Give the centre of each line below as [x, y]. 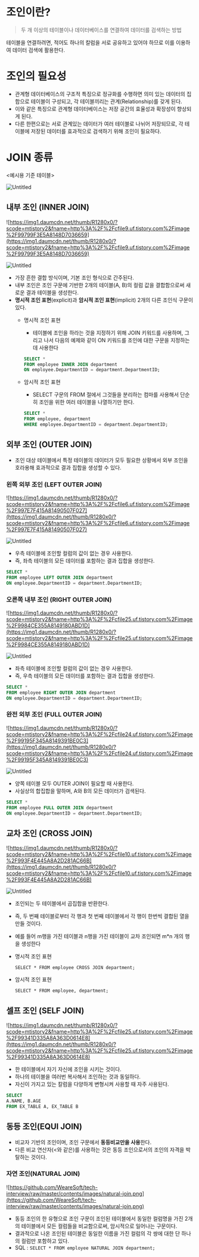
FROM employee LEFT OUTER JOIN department [60, 578]
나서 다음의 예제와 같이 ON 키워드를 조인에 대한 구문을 [107, 340]
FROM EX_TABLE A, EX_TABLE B [42, 1106]
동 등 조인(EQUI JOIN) [44, 1127]
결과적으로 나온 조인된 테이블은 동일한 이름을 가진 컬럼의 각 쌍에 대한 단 [97, 1233]
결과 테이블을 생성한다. [52, 292]
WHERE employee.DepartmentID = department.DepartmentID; [96, 424]
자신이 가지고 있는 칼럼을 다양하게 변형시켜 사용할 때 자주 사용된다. [92, 1084]
